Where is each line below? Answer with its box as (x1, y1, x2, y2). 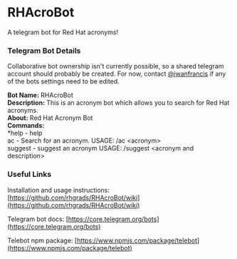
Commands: (7, 121, 45, 130)
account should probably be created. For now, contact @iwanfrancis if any (7, 69, 226, 78)
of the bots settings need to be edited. (7, 77, 120, 86)
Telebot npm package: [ (7, 236, 78, 245)
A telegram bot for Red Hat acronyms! (7, 28, 119, 36)
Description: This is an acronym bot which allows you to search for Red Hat (7, 98, 230, 107)
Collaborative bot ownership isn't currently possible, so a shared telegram (7, 62, 224, 71)
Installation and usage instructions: (7, 186, 110, 194)
